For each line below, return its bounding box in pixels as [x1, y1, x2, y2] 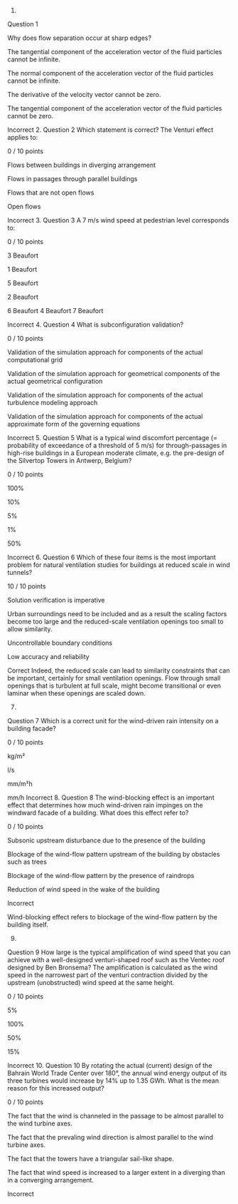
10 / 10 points [7, 582, 46, 591]
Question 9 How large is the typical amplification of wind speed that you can [7, 948, 231, 956]
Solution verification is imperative [7, 596, 105, 604]
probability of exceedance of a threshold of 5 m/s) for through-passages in [7, 442, 227, 449]
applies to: [7, 133, 38, 141]
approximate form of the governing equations [7, 420, 141, 428]
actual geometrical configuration [7, 377, 103, 385]
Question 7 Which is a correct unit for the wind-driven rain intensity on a [7, 717, 219, 725]
